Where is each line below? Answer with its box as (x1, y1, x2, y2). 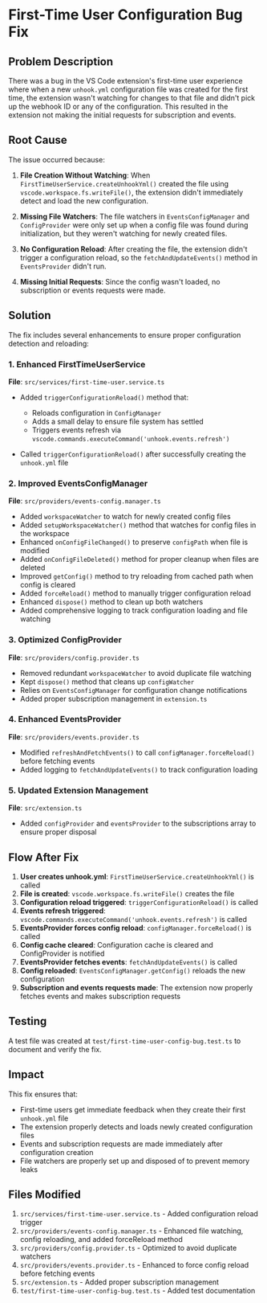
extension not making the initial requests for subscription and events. (8, 110, 237, 120)
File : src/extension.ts (8, 803, 83, 813)
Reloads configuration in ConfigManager (31, 408, 162, 417)
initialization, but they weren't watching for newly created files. (19, 228, 228, 238)
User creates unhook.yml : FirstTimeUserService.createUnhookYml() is (19, 871, 254, 881)
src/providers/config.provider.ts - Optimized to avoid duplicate (19, 1244, 237, 1253)
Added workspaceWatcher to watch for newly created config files (19, 512, 231, 522)
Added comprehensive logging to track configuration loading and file (19, 605, 249, 616)
